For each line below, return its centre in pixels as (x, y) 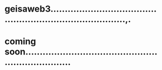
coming (20, 42)
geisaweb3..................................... (81, 9)
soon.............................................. (81, 52)
